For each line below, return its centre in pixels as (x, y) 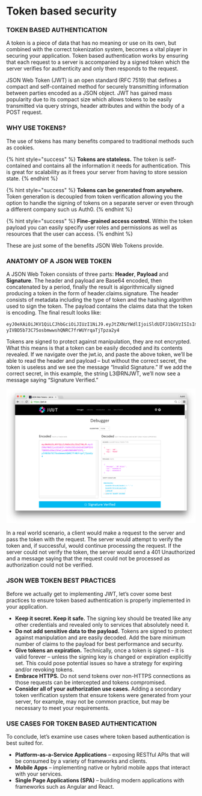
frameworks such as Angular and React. (64, 786)
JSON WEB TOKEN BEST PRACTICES (61, 581)
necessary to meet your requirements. (62, 708)
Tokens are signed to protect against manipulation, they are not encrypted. (99, 342)
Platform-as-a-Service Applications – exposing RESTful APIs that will (102, 754)
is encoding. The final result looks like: (54, 313)
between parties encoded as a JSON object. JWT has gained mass (89, 93)
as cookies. (20, 147)
